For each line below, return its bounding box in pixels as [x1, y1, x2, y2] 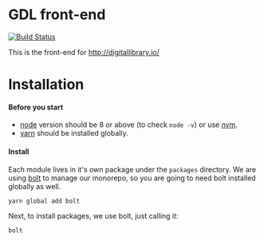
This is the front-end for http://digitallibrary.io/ [8, 47, 160, 57]
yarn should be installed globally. [19, 128, 129, 138]
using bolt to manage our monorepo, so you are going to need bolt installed [8, 173, 257, 183]
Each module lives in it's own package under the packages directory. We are [8, 164, 257, 174]
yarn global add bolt [8, 197, 81, 205]
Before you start [8, 102, 64, 112]
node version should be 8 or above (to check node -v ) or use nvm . [19, 120, 238, 129]
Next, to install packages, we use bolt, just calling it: [8, 211, 179, 220]
